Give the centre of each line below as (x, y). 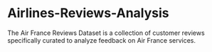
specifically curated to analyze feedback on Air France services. (102, 40)
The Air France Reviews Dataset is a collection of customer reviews (106, 33)
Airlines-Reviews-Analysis (88, 13)
